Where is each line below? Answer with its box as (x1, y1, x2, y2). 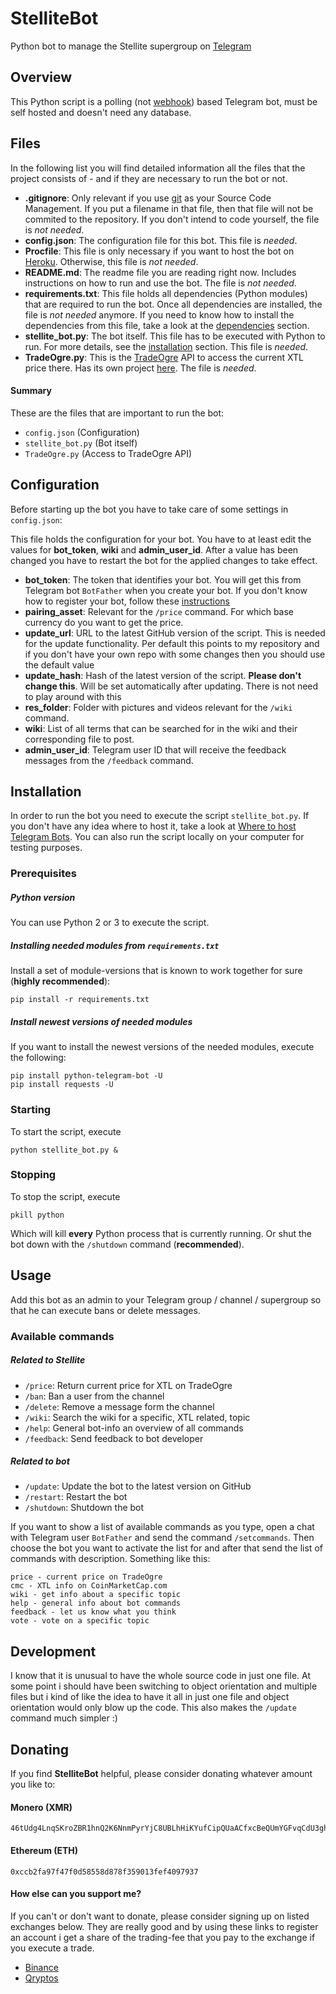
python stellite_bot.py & (10, 1145, 118, 1155)
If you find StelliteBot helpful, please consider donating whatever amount (10, 1768, 313, 1780)
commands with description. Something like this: (10, 1553, 211, 1565)
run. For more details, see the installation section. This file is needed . (24, 340, 309, 352)
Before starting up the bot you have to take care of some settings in (10, 503, 289, 515)
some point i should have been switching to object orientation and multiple (10, 1680, 318, 1692)
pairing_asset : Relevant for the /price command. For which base (24, 605, 295, 617)
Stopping (10, 1168, 57, 1182)
